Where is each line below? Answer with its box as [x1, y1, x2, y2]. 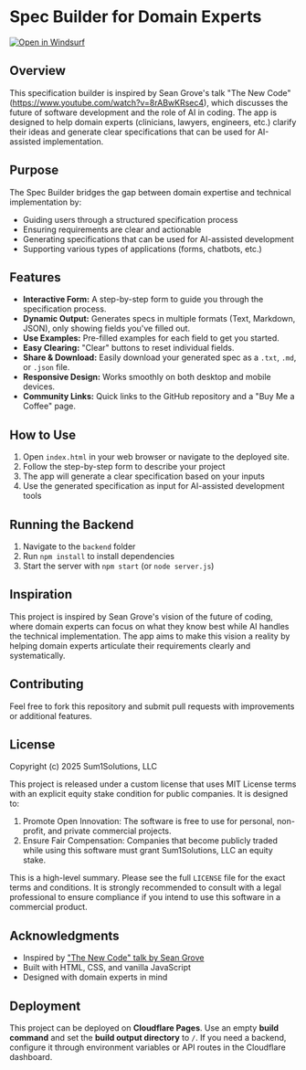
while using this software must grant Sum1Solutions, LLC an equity [22, 845, 274, 856]
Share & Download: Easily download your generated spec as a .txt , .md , [22, 352, 297, 363]
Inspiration [9, 587, 73, 602]
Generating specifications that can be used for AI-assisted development [22, 233, 294, 244]
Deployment [9, 998, 81, 1013]
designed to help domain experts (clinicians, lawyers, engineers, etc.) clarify [9, 116, 297, 127]
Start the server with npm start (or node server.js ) [22, 560, 215, 571]
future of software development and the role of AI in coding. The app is [9, 107, 277, 118]
